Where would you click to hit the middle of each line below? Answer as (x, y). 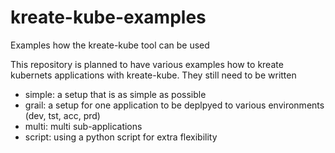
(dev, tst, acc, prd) (62, 115)
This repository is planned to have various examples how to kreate (147, 64)
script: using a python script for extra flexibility (121, 137)
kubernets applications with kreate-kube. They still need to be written (153, 75)
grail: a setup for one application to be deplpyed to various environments (174, 105)
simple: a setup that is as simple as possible (115, 94)
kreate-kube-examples (108, 17)
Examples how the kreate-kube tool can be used (110, 45)
